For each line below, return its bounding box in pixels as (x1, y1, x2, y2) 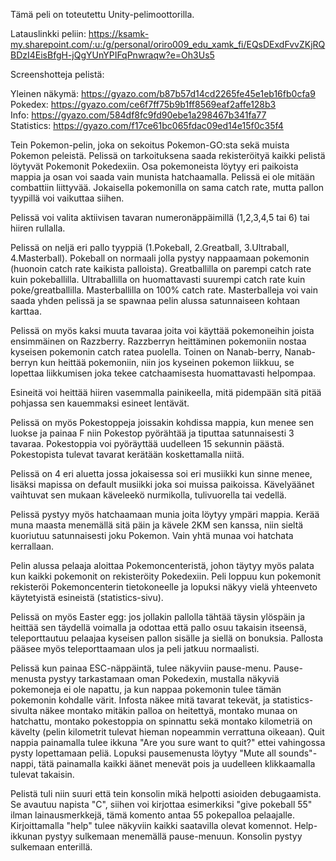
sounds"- (278, 747, 318, 759)
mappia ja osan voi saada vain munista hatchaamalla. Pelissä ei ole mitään (10, 171, 315, 183)
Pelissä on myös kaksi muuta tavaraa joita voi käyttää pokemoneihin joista (10, 325, 315, 336)
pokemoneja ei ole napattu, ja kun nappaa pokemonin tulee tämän (10, 684, 282, 695)
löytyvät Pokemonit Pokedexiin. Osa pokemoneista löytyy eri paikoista (10, 160, 299, 172)
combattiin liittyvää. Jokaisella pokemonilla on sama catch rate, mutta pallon (10, 182, 325, 193)
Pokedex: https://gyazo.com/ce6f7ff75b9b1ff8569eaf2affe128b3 (10, 99, 277, 110)
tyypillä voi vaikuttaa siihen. (10, 192, 125, 204)
